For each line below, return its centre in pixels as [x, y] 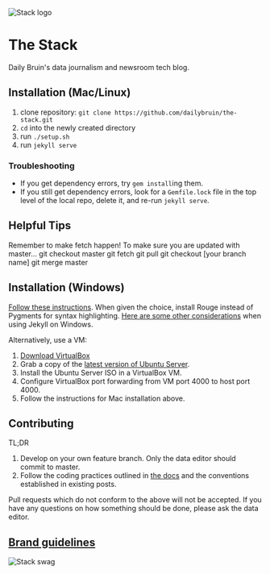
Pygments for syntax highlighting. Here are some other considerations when [135, 315]
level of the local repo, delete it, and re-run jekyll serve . [114, 201]
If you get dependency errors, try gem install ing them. [112, 183]
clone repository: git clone [65, 112]
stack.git [37, 120]
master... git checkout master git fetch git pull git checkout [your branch [127, 253]
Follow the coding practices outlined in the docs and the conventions [135, 476]
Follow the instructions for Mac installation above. [102, 398]
